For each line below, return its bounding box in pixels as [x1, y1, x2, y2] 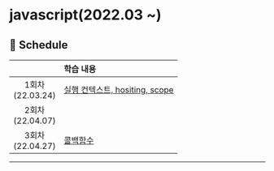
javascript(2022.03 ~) [9, 6, 162, 24]
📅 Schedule [9, 38, 68, 52]
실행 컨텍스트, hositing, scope [63, 84, 174, 95]
